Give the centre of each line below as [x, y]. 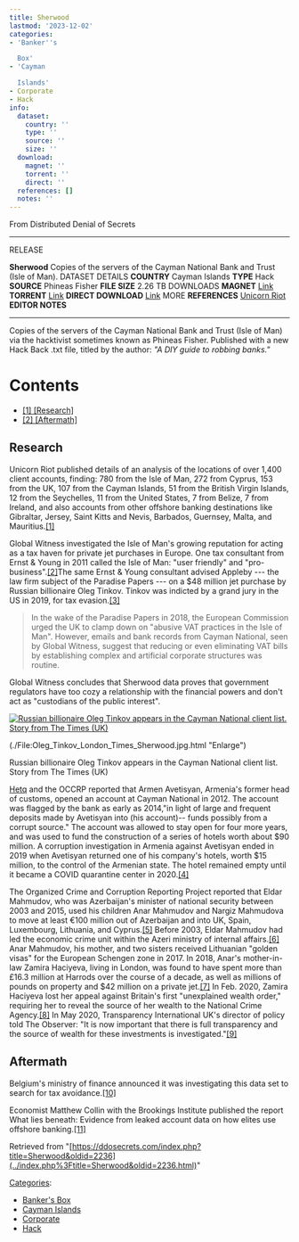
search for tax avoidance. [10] [63, 1092]
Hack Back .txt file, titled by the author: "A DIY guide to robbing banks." [140, 350]
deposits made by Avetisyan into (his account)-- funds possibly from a [138, 818]
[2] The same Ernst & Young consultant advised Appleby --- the [163, 572]
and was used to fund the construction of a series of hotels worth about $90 [149, 836]
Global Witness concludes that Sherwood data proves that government [139, 682]
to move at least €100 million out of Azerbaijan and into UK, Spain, [130, 920]
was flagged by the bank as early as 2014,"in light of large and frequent [140, 808]
